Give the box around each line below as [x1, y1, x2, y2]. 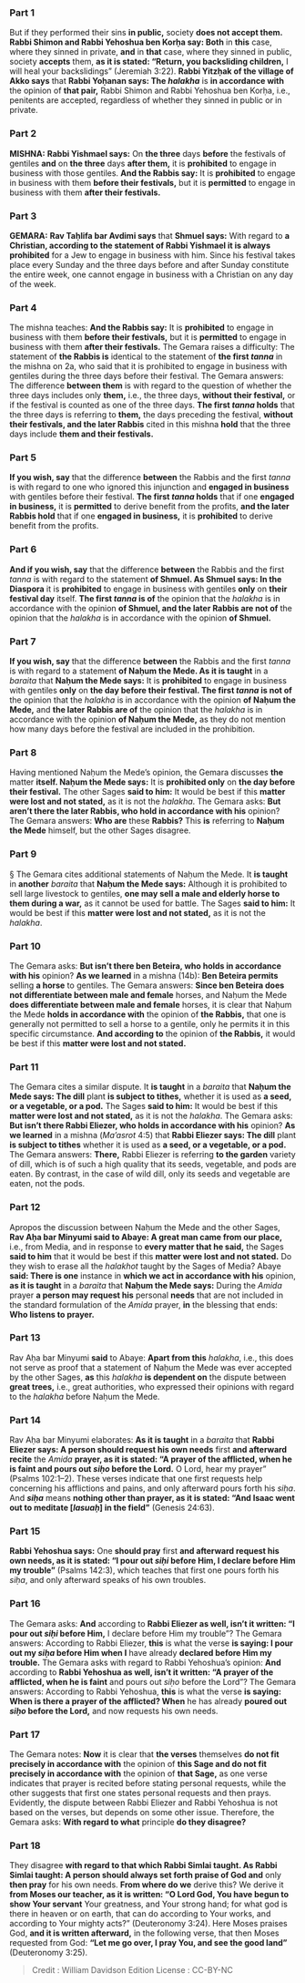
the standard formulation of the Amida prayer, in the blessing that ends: [9, 1299, 278, 1310]
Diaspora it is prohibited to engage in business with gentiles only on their [9, 583, 288, 594]
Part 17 [9, 1728, 41, 1741]
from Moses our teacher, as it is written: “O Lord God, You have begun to [9, 1889, 290, 1900]
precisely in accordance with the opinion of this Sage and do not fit [9, 1759, 267, 1770]
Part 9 [9, 848, 37, 860]
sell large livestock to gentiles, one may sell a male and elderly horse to [9, 888, 280, 899]
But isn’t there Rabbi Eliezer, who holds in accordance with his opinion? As [9, 1120, 296, 1131]
